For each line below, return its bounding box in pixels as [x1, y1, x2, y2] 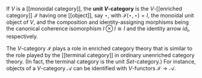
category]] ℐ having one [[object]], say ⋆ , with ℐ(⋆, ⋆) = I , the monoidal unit [6, 12, 194, 19]
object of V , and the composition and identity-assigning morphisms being [6, 19, 189, 26]
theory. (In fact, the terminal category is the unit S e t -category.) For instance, [6, 58, 196, 65]
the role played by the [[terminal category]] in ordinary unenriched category [6, 51, 195, 59]
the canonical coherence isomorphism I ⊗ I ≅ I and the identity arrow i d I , [6, 25, 190, 34]
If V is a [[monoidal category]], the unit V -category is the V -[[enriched [6, 5, 183, 12]
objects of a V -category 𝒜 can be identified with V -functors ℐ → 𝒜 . [6, 64, 176, 71]
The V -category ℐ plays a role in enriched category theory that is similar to [6, 44, 193, 52]
